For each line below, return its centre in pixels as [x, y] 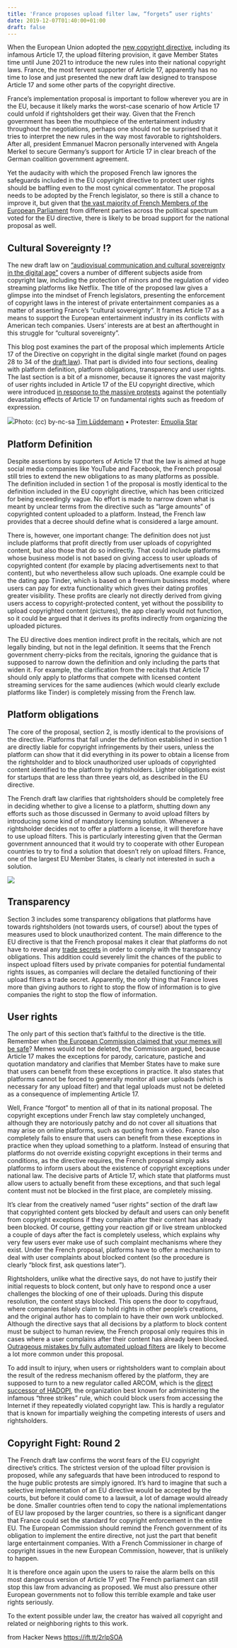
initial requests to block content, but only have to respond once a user [109, 1287]
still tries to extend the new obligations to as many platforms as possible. [113, 476]
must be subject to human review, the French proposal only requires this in [116, 1331]
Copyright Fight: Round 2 [64, 1443]
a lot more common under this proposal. [66, 1354]
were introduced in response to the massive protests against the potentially [117, 392]
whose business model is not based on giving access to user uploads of [112, 558]
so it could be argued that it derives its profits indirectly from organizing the [117, 618]
